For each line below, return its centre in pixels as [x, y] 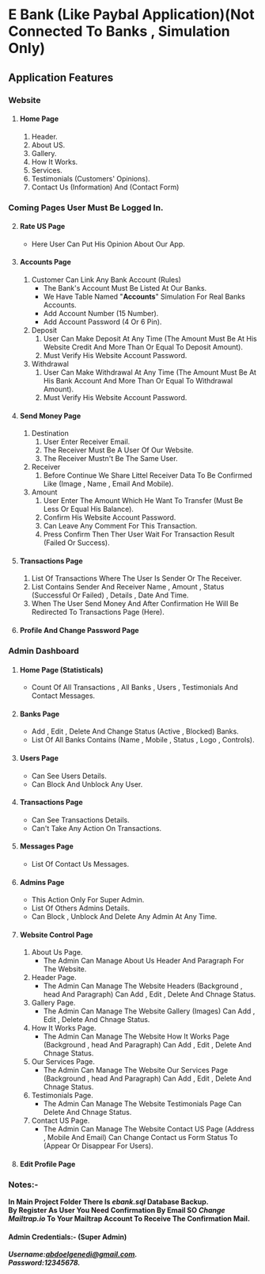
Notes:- [23, 1184]
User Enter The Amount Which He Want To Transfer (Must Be [143, 501]
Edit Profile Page [47, 1164]
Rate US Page [42, 227]
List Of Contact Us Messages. [80, 864]
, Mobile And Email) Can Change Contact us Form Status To [140, 1138]
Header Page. [54, 978]
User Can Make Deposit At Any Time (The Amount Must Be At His [150, 339]
